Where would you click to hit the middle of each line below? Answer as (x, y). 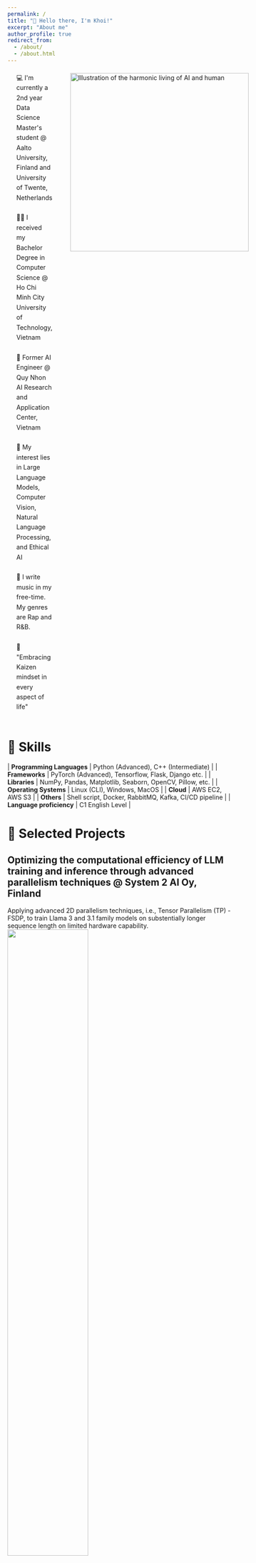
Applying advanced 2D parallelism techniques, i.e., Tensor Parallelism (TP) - (119, 911)
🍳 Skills (30, 747)
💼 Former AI (34, 357)
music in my (34, 587)
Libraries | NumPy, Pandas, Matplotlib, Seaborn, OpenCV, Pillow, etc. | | (113, 782)
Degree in (31, 257)
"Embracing (34, 657)
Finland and (34, 168)
